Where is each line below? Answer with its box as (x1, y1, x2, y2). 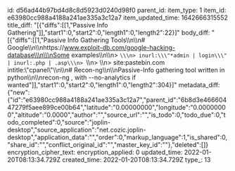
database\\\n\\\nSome (7, 51, 70, 59)
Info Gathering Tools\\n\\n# (67, 36, 146, 44)
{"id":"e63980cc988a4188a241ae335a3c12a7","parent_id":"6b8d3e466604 (7, 96, 227, 104)
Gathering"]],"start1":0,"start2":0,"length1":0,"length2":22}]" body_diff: (7, 28, 210, 37)
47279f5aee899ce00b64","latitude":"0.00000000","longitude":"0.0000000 (7, 103, 227, 111)
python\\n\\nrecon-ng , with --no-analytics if (7, 73, 136, 82)
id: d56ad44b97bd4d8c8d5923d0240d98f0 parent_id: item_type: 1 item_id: (7, 6, 227, 14)
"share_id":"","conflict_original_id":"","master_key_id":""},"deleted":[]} (7, 141, 209, 148)
